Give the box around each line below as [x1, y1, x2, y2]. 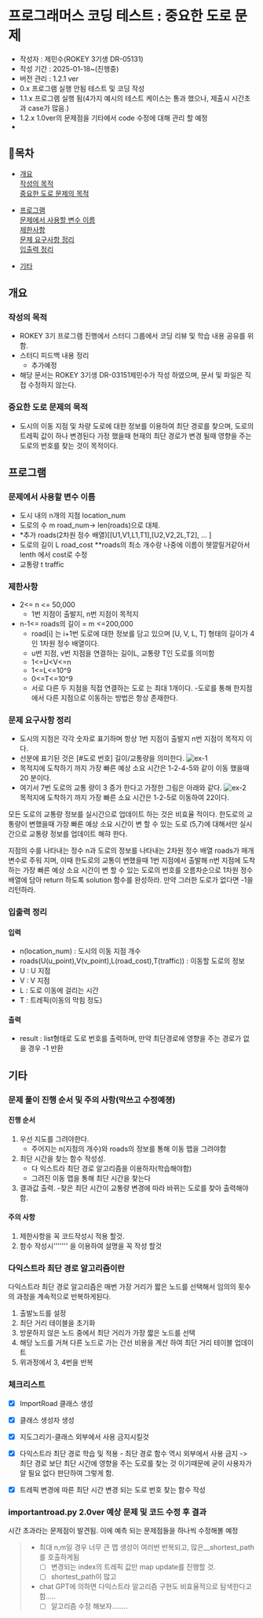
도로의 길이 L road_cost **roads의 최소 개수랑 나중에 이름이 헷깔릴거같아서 [19, 540, 250, 550]
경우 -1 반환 [27, 1043, 64, 1053]
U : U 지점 [19, 966, 51, 976]
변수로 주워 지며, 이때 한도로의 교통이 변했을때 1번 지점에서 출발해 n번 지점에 [8, 856, 241, 865]
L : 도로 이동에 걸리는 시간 [19, 986, 100, 995]
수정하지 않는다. [27, 380, 77, 389]
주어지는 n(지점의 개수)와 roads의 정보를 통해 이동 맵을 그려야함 [31, 1144, 227, 1153]
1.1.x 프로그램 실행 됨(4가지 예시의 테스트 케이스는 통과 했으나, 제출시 [19, 93, 230, 103]
